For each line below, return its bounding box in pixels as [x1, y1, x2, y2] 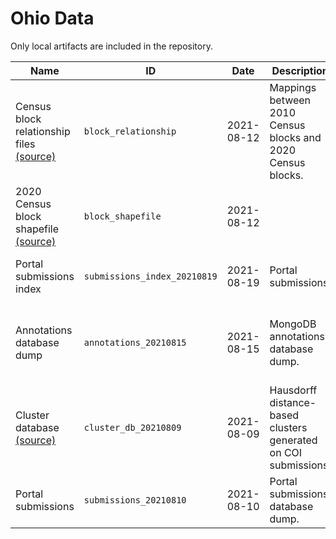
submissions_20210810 [83, 494, 187, 506]
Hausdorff [269, 383, 318, 397]
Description [271, 63, 329, 77]
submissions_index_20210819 [83, 270, 218, 282]
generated [269, 433, 318, 447]
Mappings [269, 80, 317, 94]
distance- [269, 395, 317, 409]
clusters [269, 420, 308, 434]
